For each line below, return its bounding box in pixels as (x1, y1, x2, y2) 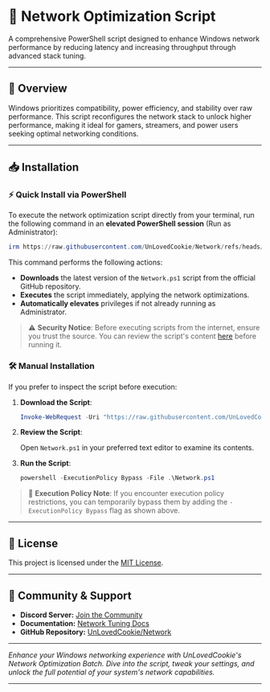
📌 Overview (8, 82, 67, 96)
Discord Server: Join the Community (19, 610, 143, 620)
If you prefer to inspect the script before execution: (8, 382, 178, 391)
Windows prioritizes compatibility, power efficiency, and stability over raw (8, 103, 253, 113)
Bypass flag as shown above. (85, 506, 181, 515)
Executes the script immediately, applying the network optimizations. (19, 290, 250, 300)
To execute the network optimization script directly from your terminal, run (8, 211, 255, 220)
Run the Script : (19, 458, 72, 469)
